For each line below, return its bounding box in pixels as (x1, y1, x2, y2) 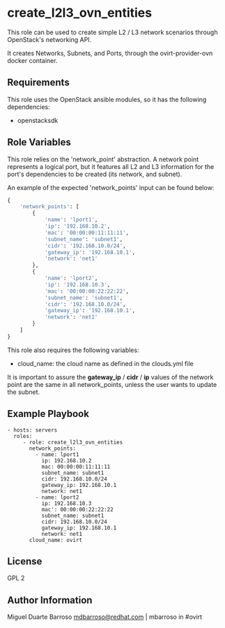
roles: (13, 432, 33, 439)
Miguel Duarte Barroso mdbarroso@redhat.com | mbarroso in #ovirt (7, 613, 203, 621)
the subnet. (7, 388, 40, 396)
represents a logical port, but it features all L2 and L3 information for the (7, 162, 215, 170)
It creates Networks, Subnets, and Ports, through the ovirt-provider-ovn (7, 49, 213, 57)
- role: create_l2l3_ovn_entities (22, 439, 123, 446)
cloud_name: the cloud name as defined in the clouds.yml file (17, 359, 194, 367)
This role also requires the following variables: (7, 346, 139, 354)
